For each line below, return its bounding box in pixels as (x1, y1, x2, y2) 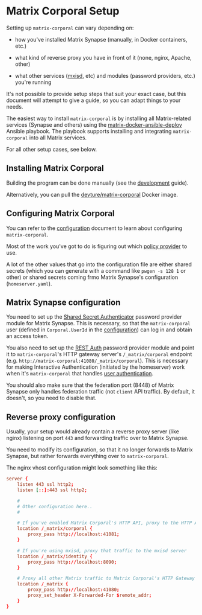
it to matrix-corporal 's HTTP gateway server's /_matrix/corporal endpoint (6, 351, 192, 358)
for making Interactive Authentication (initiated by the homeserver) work (6, 363, 185, 371)
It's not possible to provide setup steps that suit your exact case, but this (6, 90, 186, 97)
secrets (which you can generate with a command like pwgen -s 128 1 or (6, 267, 186, 274)
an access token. (6, 333, 49, 340)
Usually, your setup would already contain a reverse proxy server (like (6, 428, 179, 435)
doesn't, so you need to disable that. (6, 394, 97, 402)
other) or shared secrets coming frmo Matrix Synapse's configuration (6, 273, 179, 281)
